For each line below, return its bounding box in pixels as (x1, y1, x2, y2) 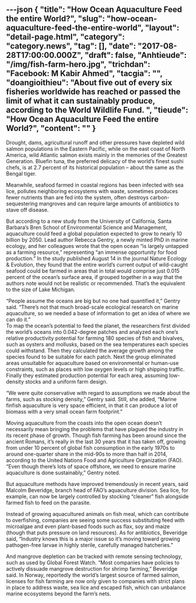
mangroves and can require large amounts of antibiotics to (38, 200, 180, 207)
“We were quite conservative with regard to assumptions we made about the (6, 389, 190, 397)
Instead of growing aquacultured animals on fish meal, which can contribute (6, 510, 189, 517)
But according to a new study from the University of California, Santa (6, 218, 172, 225)
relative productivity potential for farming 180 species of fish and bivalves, (6, 335, 184, 342)
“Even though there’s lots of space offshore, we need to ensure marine (6, 463, 176, 470)
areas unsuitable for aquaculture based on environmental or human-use (6, 359, 179, 366)
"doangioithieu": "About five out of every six (6, 78, 173, 88)
